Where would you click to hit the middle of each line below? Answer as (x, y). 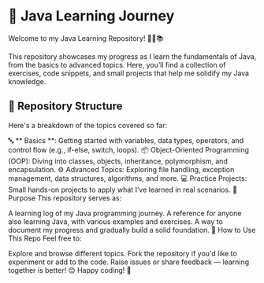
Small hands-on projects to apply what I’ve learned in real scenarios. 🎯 (123, 189)
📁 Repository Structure (65, 107)
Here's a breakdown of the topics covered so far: (88, 125)
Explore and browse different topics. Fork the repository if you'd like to (123, 253)
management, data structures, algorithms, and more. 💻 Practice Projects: (128, 178)
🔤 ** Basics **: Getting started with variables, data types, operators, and (126, 140)
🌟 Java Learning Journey (91, 16)
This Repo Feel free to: (45, 238)
